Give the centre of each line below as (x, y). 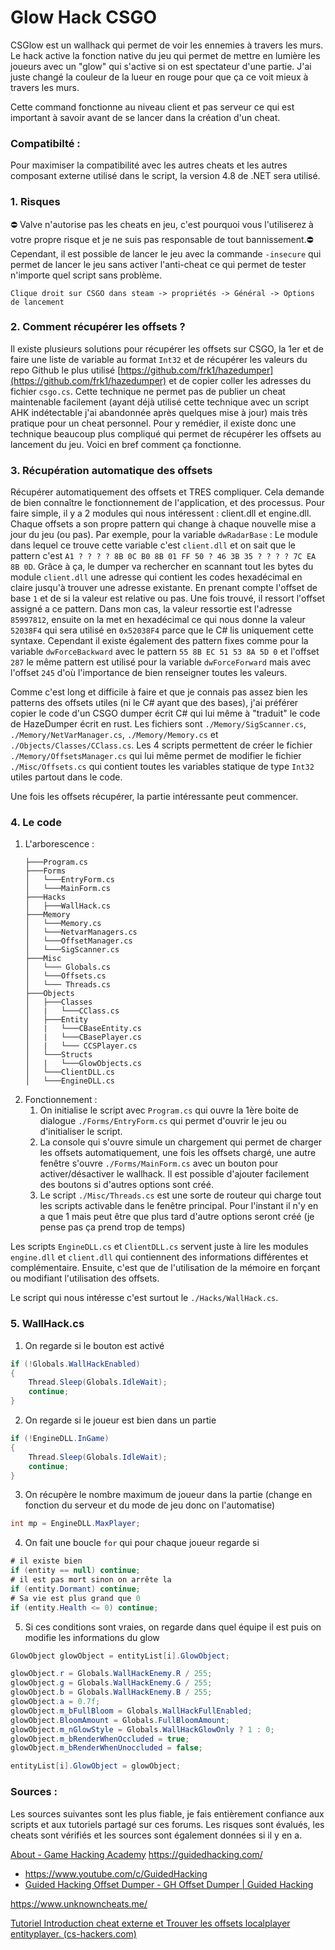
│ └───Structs (58, 1055)
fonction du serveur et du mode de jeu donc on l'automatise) (150, 1505)
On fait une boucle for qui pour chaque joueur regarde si (142, 1543)
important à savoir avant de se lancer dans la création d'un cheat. (145, 117)
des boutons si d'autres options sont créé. (126, 1185)
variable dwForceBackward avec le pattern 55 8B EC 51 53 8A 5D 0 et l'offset (165, 652)
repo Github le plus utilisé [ (66, 370)
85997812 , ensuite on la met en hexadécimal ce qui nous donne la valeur (158, 620)
